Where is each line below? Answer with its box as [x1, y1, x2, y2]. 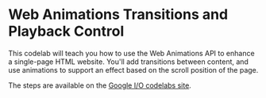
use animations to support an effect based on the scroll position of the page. [8, 65, 259, 74]
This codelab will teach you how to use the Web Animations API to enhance [8, 48, 256, 58]
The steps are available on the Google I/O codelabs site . [8, 81, 192, 90]
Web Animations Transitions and [8, 6, 229, 24]
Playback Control [8, 22, 125, 40]
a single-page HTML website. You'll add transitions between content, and [8, 57, 249, 66]
